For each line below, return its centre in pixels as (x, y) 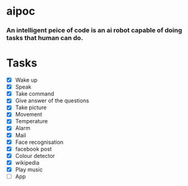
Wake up (26, 80)
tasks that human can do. (45, 38)
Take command (34, 94)
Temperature (31, 121)
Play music (29, 170)
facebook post (33, 149)
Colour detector (35, 156)
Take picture (31, 107)
